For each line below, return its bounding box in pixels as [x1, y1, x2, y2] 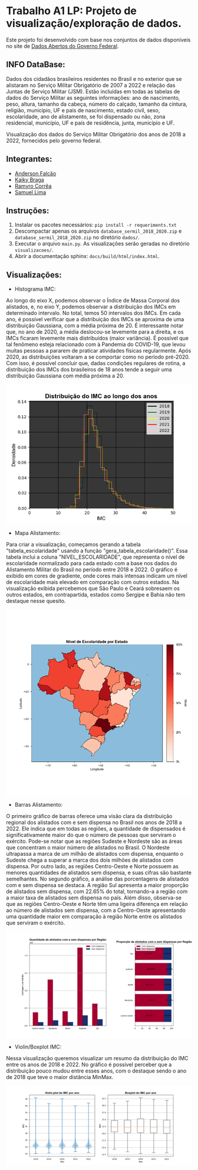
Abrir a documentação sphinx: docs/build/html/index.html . [14, 253, 160, 260]
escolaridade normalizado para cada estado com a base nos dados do [6, 560, 177, 567]
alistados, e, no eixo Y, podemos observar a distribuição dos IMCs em [6, 303, 176, 311]
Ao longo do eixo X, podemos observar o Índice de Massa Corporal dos [6, 297, 180, 304]
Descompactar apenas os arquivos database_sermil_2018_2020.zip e [14, 227, 182, 234]
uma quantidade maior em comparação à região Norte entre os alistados [6, 913, 183, 920]
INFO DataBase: [6, 60, 66, 70]
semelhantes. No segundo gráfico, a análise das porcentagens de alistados [6, 875, 189, 882]
